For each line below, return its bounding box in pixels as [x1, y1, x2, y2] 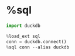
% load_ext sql [6, 33, 41, 39]
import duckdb [6, 23, 41, 29]
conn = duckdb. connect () [6, 38, 67, 44]
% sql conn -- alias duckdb [6, 44, 69, 50]
